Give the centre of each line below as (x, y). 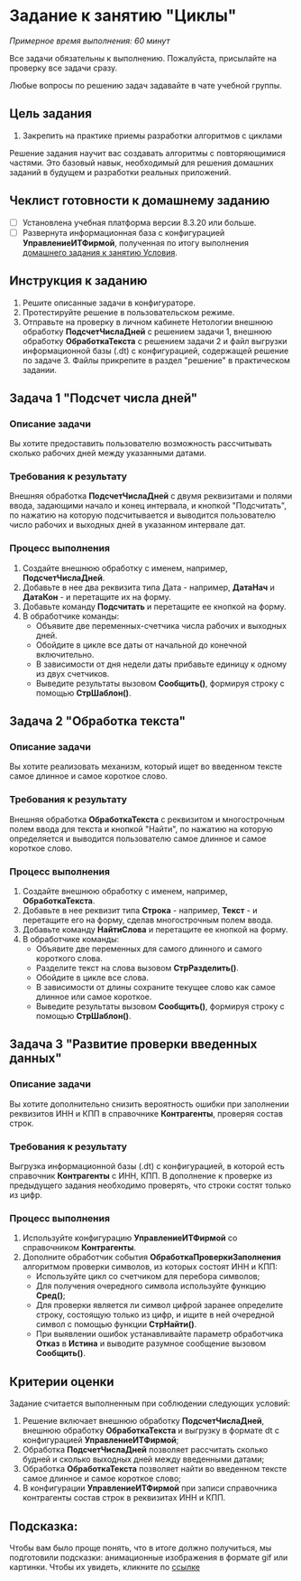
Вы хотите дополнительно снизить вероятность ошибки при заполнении (150, 1104)
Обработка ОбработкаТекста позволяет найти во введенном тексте (155, 1469)
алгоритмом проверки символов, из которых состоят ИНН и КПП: (150, 1267)
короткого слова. (69, 959)
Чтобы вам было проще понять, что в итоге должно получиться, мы (141, 1548)
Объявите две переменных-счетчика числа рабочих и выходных (161, 625)
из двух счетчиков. (73, 673)
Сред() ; (50, 1296)
